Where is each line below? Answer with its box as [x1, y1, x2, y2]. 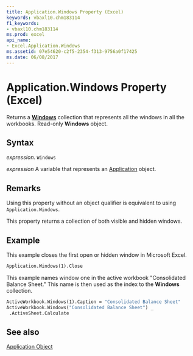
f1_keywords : [6, 20, 40, 26]
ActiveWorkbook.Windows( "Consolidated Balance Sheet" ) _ [6, 304, 154, 310]
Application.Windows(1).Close [6, 263, 83, 269]
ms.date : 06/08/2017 [6, 54, 59, 60]
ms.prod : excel [6, 32, 45, 38]
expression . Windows [6, 153, 57, 161]
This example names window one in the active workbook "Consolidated [6, 274, 186, 281]
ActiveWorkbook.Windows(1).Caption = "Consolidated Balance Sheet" [6, 299, 181, 305]
